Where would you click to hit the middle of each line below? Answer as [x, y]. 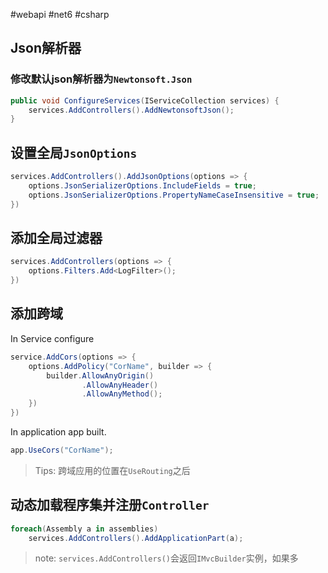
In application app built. [58, 432]
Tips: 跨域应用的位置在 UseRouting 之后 [112, 470]
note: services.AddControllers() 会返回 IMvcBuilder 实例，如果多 [166, 558]
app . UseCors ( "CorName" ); [62, 450]
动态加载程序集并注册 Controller [110, 505]
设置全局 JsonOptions [74, 152]
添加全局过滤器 [56, 238]
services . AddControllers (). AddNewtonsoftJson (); [131, 110]
